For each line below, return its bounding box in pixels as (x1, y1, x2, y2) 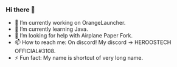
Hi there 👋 (5, 5, 36, 14)
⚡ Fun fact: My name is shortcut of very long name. (14, 54, 144, 62)
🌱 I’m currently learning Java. (14, 25, 89, 33)
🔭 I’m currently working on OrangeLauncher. (14, 19, 126, 27)
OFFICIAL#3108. (14, 48, 56, 55)
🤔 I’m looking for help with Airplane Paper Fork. (14, 32, 133, 39)
